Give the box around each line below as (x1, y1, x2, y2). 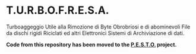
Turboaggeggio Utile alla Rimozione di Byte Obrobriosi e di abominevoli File (6, 23, 191, 30)
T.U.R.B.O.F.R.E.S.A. (6, 4, 109, 17)
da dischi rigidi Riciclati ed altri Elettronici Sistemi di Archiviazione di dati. (6, 29, 185, 36)
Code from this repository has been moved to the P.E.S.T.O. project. (6, 41, 177, 48)
